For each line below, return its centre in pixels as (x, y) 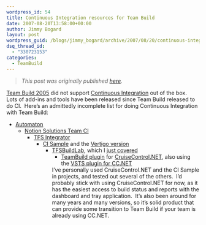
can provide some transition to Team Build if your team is (124, 208)
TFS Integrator (52, 137)
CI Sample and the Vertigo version (86, 143)
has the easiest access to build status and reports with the (125, 189)
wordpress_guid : (27, 40)
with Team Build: (27, 112)
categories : (21, 58)
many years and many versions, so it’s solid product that (123, 202)
